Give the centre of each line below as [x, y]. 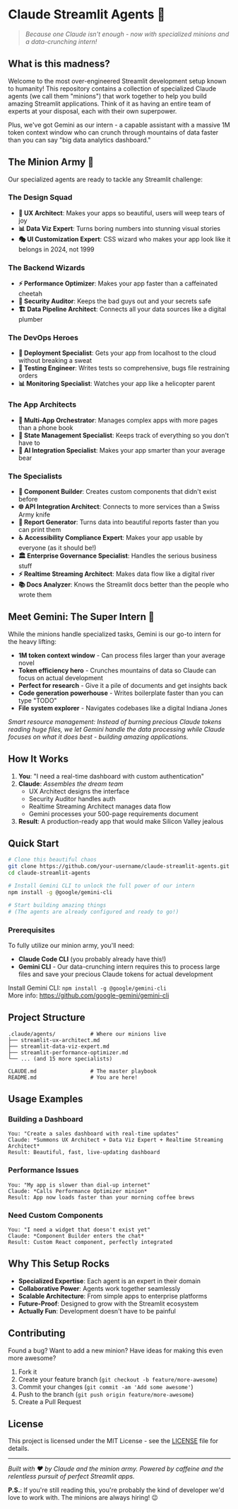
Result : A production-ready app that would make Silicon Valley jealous [121, 821]
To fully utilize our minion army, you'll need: [71, 945]
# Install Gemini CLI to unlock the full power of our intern [101, 886]
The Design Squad [40, 198]
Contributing [37, 1334]
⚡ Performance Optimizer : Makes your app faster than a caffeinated [118, 283]
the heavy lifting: [32, 641]
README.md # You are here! [73, 1077]
